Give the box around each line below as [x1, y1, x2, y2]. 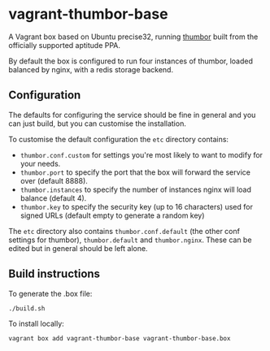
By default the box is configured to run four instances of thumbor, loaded [8, 56, 254, 66]
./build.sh [8, 304, 46, 313]
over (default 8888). [20, 175, 88, 185]
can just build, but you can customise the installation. [8, 119, 187, 128]
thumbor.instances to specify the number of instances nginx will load [20, 184, 252, 194]
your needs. [20, 158, 61, 168]
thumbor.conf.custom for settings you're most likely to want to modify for [20, 149, 263, 159]
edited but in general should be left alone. [8, 243, 148, 253]
